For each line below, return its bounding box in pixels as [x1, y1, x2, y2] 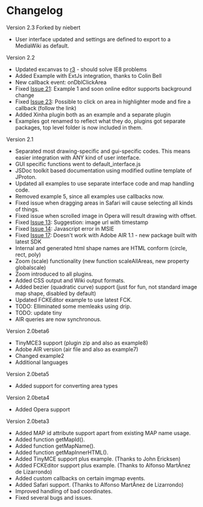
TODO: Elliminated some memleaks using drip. [15, 302, 132, 310]
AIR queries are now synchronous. [15, 315, 101, 323]
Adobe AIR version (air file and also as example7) [15, 345, 139, 353]
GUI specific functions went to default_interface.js [15, 160, 141, 167]
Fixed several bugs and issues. [15, 494, 93, 501]
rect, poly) [15, 251, 41, 258]
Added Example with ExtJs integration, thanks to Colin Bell [15, 72, 162, 79]
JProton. [15, 173, 37, 180]
